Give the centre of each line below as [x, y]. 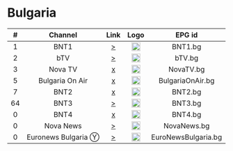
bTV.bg [187, 58]
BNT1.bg [186, 47]
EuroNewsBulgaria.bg [187, 137]
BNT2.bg [186, 92]
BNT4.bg [186, 114]
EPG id [186, 35]
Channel [63, 35]
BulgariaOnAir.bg [187, 80]
